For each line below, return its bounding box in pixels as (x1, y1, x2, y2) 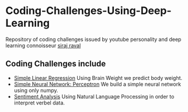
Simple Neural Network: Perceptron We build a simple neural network (13, 80, 182, 87)
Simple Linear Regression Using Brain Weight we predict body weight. (13, 74, 183, 81)
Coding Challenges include (5, 59, 106, 69)
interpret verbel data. (13, 99, 65, 106)
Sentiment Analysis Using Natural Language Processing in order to (13, 93, 175, 100)
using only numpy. (13, 86, 58, 94)
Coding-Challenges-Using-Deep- (5, 4, 172, 17)
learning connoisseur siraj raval (5, 42, 81, 49)
